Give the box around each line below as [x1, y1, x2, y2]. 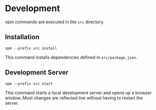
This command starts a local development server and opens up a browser [5, 90, 152, 95]
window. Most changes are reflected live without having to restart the [5, 95, 143, 101]
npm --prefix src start [5, 81, 53, 86]
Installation [5, 33, 40, 41]
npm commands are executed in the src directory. [5, 19, 105, 25]
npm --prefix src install [5, 46, 57, 51]
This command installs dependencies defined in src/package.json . [5, 54, 138, 60]
